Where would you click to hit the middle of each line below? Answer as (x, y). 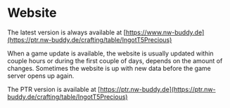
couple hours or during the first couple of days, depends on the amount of (115, 60)
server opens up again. (41, 76)
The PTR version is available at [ (54, 89)
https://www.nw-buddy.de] (165, 32)
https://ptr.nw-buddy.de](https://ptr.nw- (158, 89)
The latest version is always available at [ (67, 32)
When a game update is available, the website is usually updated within (110, 53)
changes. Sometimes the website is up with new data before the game (109, 68)
